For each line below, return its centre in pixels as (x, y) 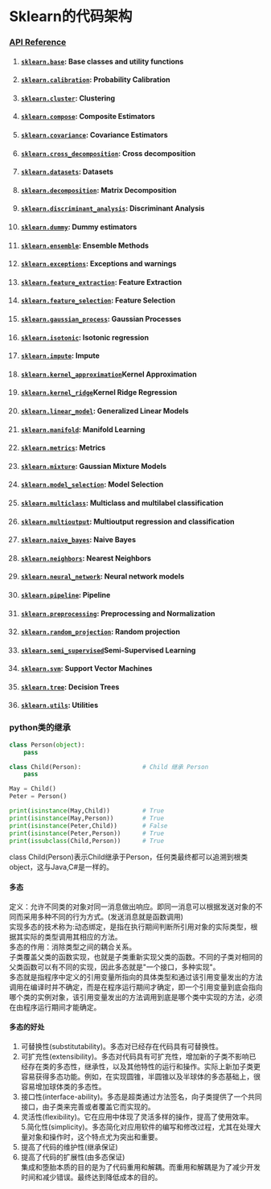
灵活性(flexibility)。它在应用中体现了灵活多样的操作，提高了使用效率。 (137, 1117)
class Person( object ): (47, 745)
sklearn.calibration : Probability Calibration (96, 80)
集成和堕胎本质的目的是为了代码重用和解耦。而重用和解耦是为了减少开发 (140, 1166)
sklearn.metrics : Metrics (63, 448)
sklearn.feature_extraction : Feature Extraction (101, 282)
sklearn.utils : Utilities (60, 706)
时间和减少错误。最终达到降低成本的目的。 (91, 1177)
